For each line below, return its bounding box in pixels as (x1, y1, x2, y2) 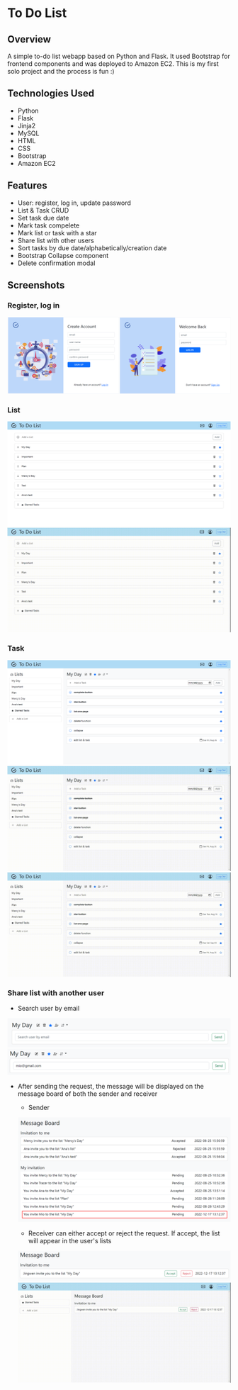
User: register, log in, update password (17, 198, 131, 207)
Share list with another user (7, 987, 105, 997)
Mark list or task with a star (17, 228, 97, 237)
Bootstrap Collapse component (17, 251, 109, 259)
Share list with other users (17, 236, 94, 245)
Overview (7, 33, 52, 45)
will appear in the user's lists (28, 1237, 112, 1245)
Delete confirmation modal (17, 259, 96, 267)
